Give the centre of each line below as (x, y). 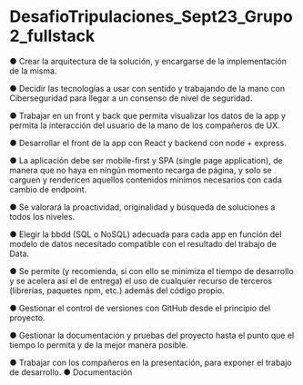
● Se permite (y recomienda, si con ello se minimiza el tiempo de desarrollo (151, 271)
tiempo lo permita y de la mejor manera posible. (99, 345)
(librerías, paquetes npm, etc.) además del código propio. (117, 290)
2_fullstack (52, 36)
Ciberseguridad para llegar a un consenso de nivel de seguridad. (131, 98)
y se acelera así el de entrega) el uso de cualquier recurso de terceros (141, 281)
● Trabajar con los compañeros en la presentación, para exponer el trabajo (151, 362)
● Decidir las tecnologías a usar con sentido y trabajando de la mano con (147, 88)
